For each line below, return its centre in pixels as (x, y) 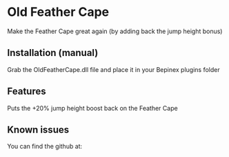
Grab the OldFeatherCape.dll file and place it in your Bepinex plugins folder (113, 69)
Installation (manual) (53, 53)
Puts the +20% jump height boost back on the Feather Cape (92, 108)
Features (27, 92)
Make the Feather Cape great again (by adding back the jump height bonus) (115, 31)
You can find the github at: (45, 147)
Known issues (38, 130)
